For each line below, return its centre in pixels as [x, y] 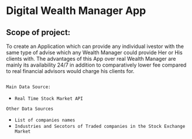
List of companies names [45, 120]
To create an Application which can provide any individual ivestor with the [95, 46]
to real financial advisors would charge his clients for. [70, 71]
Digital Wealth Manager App [76, 11]
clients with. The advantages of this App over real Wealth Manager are [91, 59]
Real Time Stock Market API [49, 98]
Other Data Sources [30, 109]
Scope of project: [38, 32]
